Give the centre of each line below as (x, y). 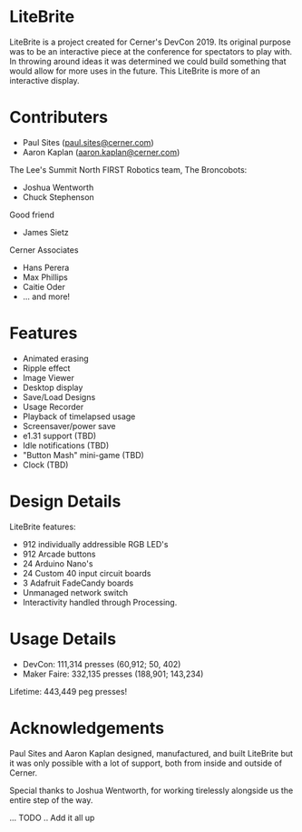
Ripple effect (46, 368)
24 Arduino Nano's (58, 563)
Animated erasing (55, 358)
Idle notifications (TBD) (66, 445)
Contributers (59, 118)
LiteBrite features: (43, 526)
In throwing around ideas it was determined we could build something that (148, 61)
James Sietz (46, 232)
